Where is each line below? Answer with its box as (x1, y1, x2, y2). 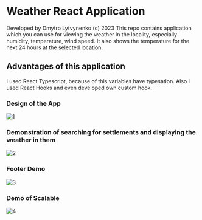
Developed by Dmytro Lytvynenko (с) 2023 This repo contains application (6, 24, 192, 32)
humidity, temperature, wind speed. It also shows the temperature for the (6, 37, 190, 44)
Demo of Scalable (6, 193, 60, 202)
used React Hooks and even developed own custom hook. (6, 84, 153, 91)
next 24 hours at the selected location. (6, 44, 103, 51)
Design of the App (6, 99, 61, 108)
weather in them (6, 136, 56, 144)
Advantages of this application (6, 61, 126, 72)
